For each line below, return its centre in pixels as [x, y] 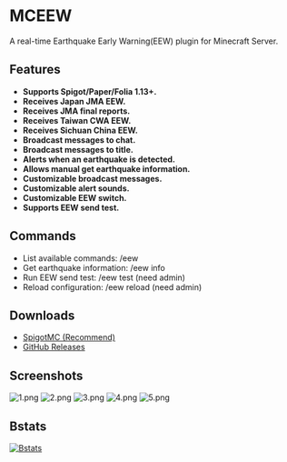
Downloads [42, 315]
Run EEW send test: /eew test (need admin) [104, 277]
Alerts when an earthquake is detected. [99, 159]
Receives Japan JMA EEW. [74, 101]
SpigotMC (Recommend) [69, 337]
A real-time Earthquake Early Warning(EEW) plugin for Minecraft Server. [144, 41]
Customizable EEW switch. [74, 197]
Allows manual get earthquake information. [106, 168]
